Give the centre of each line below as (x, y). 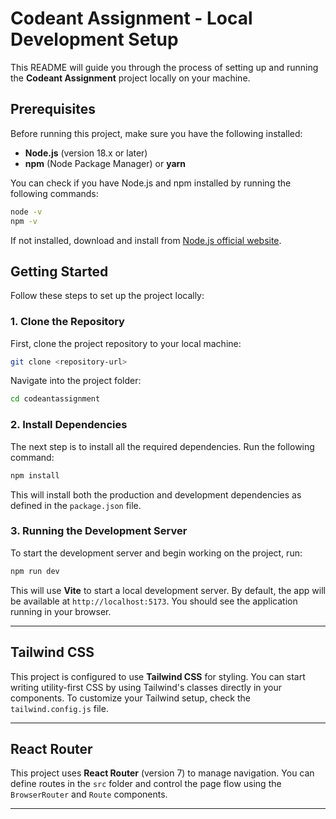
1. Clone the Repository (67, 322)
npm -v (24, 221)
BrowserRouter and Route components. (89, 794)
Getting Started (59, 271)
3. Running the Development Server (99, 531)
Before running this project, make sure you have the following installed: (156, 133)
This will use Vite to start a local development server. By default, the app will (168, 590)
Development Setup (94, 39)
